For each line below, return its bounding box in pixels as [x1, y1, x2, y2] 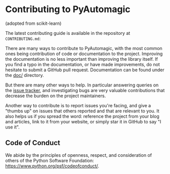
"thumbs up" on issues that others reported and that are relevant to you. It [5, 108, 159, 114]
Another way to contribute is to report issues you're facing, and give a [5, 102, 151, 108]
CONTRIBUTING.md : [5, 35, 41, 41]
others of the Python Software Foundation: [5, 157, 95, 163]
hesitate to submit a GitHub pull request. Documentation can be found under [5, 67, 164, 73]
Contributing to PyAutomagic [5, 4, 131, 15]
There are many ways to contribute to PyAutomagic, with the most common [5, 45, 163, 51]
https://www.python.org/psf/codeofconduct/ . [5, 163, 100, 169]
